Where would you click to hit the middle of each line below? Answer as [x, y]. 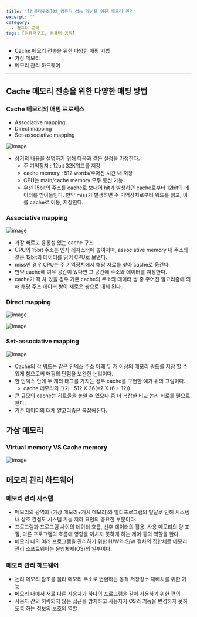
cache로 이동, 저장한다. [57, 202]
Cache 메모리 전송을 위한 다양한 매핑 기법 [62, 51]
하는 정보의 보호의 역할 [52, 609]
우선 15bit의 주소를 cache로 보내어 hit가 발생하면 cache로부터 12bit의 [103, 188]
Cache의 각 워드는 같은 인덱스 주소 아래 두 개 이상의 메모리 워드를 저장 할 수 [101, 366]
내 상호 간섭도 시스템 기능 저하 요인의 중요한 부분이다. [75, 520]
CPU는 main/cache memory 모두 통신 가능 [73, 180]
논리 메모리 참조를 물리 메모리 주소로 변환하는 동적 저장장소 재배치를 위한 [97, 579]
